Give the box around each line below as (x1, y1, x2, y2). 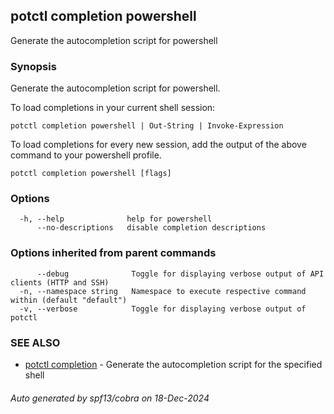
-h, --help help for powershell (19, 214, 213, 224)
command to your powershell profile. (10, 149, 162, 161)
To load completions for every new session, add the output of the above (10, 139, 307, 151)
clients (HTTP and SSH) (10, 277, 110, 288)
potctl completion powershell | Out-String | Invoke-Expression (10, 121, 284, 131)
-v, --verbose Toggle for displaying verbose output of (19, 304, 307, 314)
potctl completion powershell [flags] (10, 169, 172, 179)
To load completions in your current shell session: (10, 102, 216, 114)
